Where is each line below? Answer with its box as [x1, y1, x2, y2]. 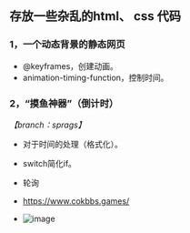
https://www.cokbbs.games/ [22, 195, 130, 207]
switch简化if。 [22, 157, 77, 168]
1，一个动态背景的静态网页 [9, 38, 125, 51]
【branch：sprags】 [9, 119, 86, 130]
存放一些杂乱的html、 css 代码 [9, 8, 182, 25]
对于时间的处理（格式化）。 [22, 138, 123, 149]
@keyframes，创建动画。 [22, 60, 118, 71]
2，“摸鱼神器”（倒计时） [9, 96, 119, 109]
